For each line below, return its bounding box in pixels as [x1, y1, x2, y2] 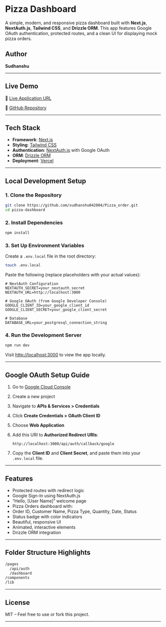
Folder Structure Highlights [5, 548, 91, 557]
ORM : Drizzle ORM [12, 152, 51, 159]
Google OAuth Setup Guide [5, 371, 90, 379]
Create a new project [12, 394, 55, 400]
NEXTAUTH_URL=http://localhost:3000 [5, 290, 81, 295]
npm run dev [5, 343, 30, 348]
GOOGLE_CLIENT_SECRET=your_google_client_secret [5, 308, 107, 313]
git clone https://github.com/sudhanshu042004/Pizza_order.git [5, 203, 138, 208]
